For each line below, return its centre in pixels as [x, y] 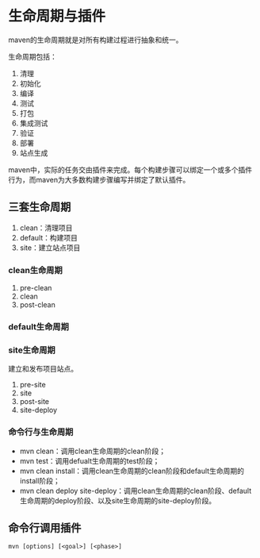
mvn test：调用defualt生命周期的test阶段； [90, 460]
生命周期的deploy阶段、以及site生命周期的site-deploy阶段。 [118, 500]
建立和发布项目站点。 [43, 369]
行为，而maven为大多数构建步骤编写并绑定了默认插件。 [99, 179]
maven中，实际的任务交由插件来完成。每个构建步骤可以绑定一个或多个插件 [130, 169]
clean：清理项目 [46, 228]
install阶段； [40, 480]
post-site [34, 402]
